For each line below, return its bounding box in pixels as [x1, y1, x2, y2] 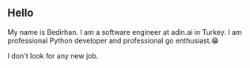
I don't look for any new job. [7, 51, 99, 60]
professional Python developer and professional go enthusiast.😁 [7, 36, 219, 45]
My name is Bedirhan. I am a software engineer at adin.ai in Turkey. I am [7, 27, 242, 36]
